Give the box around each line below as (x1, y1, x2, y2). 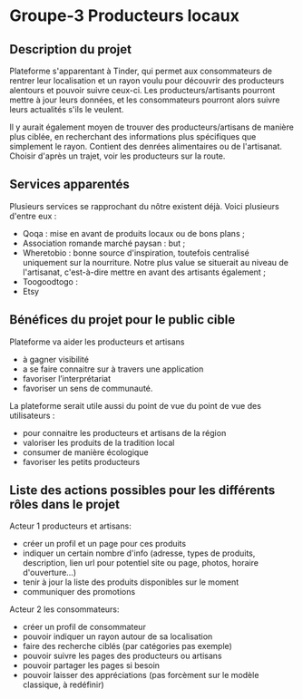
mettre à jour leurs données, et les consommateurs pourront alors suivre (9, 94, 280, 105)
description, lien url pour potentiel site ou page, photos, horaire (22, 558, 259, 568)
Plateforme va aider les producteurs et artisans (9, 336, 185, 347)
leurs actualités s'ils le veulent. (9, 104, 124, 114)
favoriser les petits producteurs (22, 456, 141, 467)
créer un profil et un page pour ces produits (22, 539, 187, 549)
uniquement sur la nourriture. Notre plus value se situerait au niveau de (22, 257, 288, 267)
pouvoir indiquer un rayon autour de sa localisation (22, 631, 213, 642)
